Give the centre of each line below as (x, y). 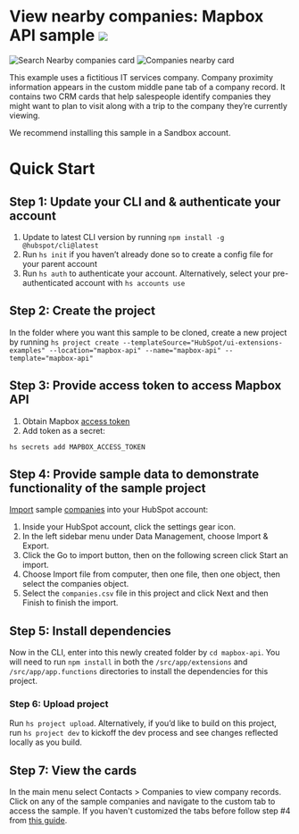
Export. (35, 546)
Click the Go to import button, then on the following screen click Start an (155, 555)
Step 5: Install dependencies (90, 631)
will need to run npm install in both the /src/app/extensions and (129, 662)
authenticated (48, 282)
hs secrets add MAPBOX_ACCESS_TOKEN (77, 447)
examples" (28, 350)
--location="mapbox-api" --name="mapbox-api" (135, 350)
